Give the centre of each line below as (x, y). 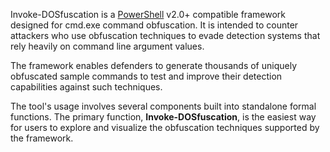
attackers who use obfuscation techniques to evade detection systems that (165, 35)
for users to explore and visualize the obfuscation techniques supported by (165, 127)
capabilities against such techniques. (86, 87)
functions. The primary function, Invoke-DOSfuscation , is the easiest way (163, 117)
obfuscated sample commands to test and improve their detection (146, 76)
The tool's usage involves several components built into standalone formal (163, 106)
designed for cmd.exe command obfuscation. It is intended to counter (154, 25)
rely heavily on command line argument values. (107, 46)
